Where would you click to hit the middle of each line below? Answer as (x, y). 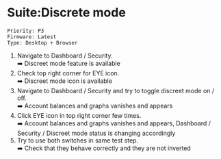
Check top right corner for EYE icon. (68, 73)
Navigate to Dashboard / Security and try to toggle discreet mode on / (116, 90)
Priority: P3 (26, 31)
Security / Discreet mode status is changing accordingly (96, 133)
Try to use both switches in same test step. (78, 140)
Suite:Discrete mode (67, 13)
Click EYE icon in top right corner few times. (79, 115)
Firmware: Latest (32, 37)
